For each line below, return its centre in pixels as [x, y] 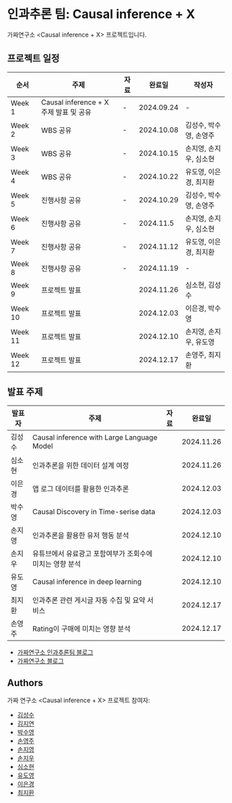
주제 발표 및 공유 [66, 112]
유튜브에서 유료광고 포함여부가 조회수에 [93, 554]
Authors [25, 682]
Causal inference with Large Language [95, 437]
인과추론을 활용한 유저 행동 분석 [80, 535]
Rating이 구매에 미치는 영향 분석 [81, 628]
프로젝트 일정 [33, 58]
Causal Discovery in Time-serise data [94, 511]
